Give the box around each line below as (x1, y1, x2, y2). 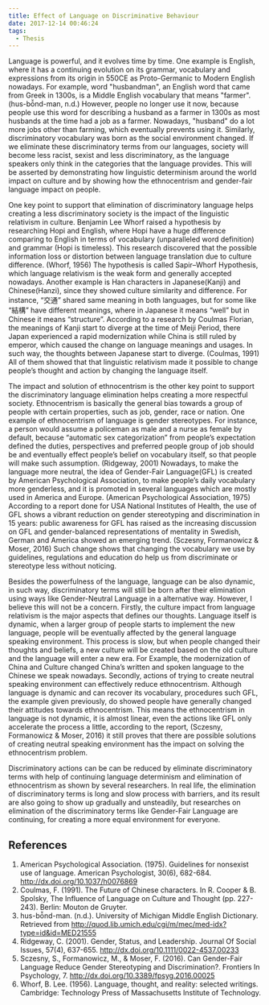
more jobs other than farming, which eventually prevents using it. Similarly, (8, 125, 255, 134)
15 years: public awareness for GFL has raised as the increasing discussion (8, 519, 257, 528)
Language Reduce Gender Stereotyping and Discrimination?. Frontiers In (19, 962, 260, 972)
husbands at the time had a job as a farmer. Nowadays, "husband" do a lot (8, 116, 255, 126)
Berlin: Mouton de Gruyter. (39, 903, 128, 912)
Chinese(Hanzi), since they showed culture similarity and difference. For (8, 286, 247, 296)
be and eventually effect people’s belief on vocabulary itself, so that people (8, 450, 257, 460)
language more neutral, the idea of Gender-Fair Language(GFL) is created (8, 467, 253, 477)
